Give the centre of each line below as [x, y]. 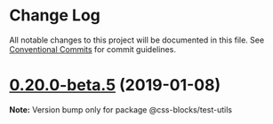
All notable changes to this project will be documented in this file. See [137, 40]
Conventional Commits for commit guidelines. [92, 49]
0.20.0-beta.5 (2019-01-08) [115, 85]
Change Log [55, 15]
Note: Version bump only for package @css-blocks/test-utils [121, 109]
